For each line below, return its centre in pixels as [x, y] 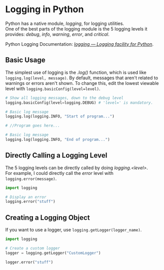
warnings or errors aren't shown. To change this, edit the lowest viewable [82, 83]
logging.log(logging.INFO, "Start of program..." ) [60, 116]
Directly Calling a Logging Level [56, 155]
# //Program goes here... [32, 126]
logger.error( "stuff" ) [29, 262]
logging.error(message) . [31, 178]
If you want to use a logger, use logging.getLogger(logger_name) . [74, 230]
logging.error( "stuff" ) [30, 202]
